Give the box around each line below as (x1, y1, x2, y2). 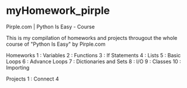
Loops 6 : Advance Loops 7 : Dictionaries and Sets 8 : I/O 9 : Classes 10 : (6, 58, 181, 65)
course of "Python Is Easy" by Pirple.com (6, 41, 106, 47)
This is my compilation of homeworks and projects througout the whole (6, 34, 178, 41)
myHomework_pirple (6, 4, 110, 17)
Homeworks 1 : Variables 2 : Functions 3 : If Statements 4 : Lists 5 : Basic (6, 52, 181, 58)
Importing (6, 64, 30, 71)
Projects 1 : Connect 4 (6, 75, 60, 82)
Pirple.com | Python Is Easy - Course (6, 23, 95, 30)
